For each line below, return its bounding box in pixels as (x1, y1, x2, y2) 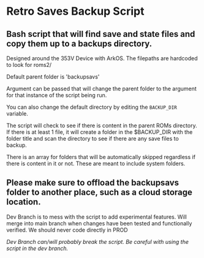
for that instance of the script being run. (6, 92, 107, 99)
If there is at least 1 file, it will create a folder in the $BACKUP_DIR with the (6, 128, 193, 136)
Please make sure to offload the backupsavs (6, 178, 179, 188)
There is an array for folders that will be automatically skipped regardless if (6, 154, 196, 160)
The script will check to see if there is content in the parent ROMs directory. (6, 122, 197, 129)
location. (6, 197, 41, 207)
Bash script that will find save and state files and (6, 29, 195, 39)
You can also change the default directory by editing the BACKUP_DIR (6, 103, 178, 111)
